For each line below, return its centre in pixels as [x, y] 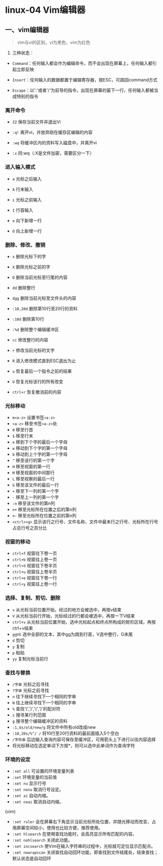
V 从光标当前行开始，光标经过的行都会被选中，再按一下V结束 [73, 616]
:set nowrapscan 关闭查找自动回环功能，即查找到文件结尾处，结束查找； [85, 852]
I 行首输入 [23, 210]
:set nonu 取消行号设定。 [38, 789]
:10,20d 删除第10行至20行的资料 [45, 308]
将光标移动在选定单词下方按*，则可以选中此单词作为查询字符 [73, 746]
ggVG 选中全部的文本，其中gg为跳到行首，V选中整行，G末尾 [72, 634]
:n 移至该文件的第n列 [34, 503]
